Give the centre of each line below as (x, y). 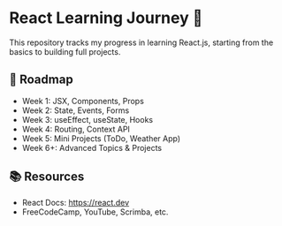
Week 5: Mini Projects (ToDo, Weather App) (101, 138)
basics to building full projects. (65, 51)
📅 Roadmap (41, 80)
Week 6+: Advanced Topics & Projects (91, 147)
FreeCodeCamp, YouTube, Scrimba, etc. (95, 212)
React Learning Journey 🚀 (106, 18)
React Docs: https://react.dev (76, 202)
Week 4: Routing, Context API (76, 129)
